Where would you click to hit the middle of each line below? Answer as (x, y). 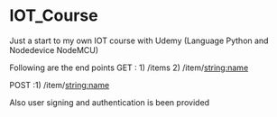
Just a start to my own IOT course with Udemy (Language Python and (139, 40)
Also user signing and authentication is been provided (110, 102)
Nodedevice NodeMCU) (54, 49)
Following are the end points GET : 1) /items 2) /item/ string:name (129, 67)
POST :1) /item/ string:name (60, 85)
